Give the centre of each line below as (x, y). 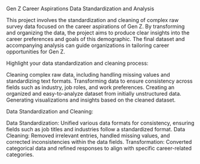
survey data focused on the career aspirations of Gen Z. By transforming (96, 26)
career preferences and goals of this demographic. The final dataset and (96, 39)
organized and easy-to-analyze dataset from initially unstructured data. (94, 94)
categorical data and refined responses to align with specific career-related (99, 148)
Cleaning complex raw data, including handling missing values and (88, 75)
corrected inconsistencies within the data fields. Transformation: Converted (99, 142)
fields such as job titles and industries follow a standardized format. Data (96, 129)
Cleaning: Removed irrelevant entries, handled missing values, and (88, 135)
